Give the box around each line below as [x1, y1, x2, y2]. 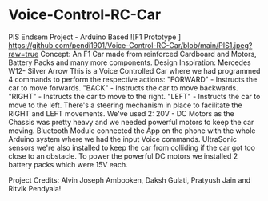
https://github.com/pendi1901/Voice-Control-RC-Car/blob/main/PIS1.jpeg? [8, 40, 253, 50]
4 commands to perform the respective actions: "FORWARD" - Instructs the [8, 74, 258, 84]
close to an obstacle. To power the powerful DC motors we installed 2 [8, 151, 238, 161]
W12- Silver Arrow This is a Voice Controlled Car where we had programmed [8, 66, 261, 75]
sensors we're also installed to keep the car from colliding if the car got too [8, 143, 256, 152]
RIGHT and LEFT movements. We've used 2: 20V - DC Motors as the [8, 108, 234, 118]
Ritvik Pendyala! [8, 183, 62, 193]
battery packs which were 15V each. [8, 159, 128, 169]
